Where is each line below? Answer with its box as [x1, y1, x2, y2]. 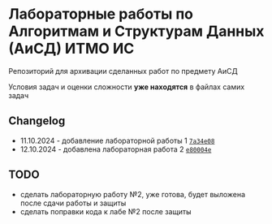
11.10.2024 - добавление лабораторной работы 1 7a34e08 [19, 136, 215, 145]
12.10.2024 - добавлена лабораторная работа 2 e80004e [19, 144, 212, 154]
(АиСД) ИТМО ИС [8, 40, 135, 58]
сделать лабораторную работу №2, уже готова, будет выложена [19, 189, 246, 199]
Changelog [8, 114, 66, 128]
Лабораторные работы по [8, 5, 193, 24]
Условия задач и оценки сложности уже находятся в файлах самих [8, 82, 245, 92]
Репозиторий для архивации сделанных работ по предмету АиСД [8, 66, 238, 75]
